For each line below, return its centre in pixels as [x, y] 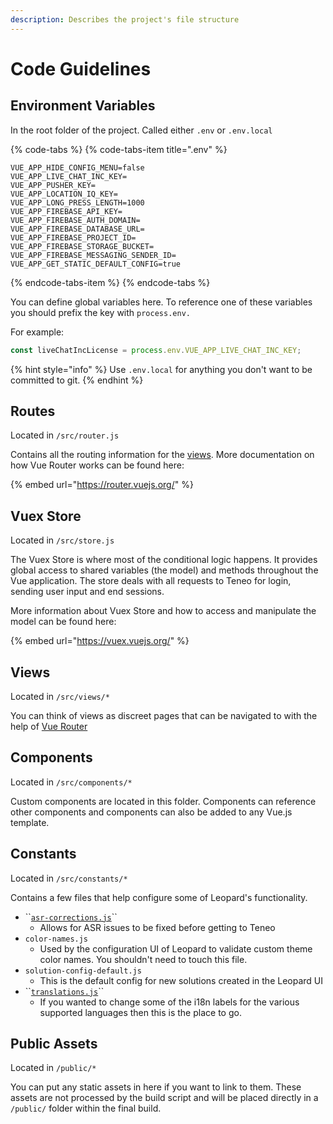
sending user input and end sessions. [87, 592]
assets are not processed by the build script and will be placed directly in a [164, 1098]
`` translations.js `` [64, 991]
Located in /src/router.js [65, 435]
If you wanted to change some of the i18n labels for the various [169, 1002]
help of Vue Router [49, 726]
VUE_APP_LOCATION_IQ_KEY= [64, 194]
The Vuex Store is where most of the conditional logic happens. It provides [164, 560]
